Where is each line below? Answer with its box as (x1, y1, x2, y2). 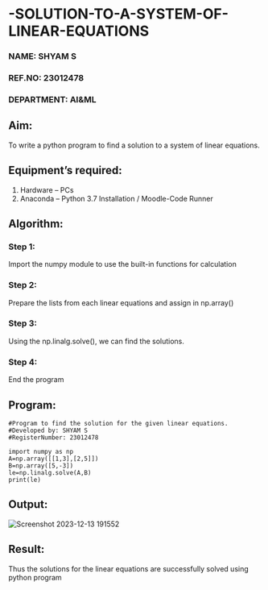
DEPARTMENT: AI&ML (8, 93, 97, 105)
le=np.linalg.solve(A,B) (8, 468, 92, 476)
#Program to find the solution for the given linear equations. (8, 419, 229, 427)
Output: (8, 497, 48, 512)
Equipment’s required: (8, 164, 122, 177)
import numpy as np (8, 447, 74, 455)
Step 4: (8, 356, 38, 368)
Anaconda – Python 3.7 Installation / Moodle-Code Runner (19, 193, 213, 203)
